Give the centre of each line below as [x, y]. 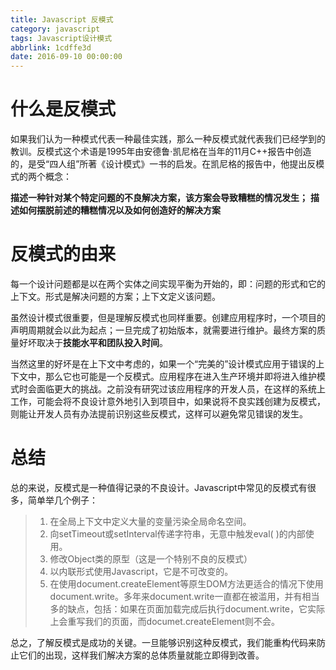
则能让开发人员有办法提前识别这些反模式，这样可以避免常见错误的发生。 [159, 414]
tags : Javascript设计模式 [61, 38]
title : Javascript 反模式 [62, 19]
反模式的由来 [63, 254]
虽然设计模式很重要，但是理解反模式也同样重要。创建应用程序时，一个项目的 [168, 317]
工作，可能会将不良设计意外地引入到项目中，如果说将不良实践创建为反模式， [168, 401]
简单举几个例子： [62, 500]
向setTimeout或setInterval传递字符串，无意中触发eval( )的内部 [177, 533]
